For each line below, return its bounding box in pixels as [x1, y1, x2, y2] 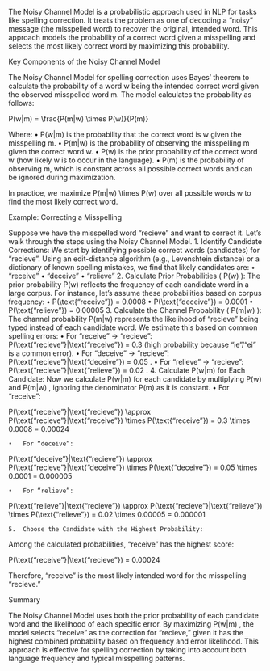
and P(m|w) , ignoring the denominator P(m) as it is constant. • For [8, 383, 230, 392]
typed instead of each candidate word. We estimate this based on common [8, 323, 258, 332]
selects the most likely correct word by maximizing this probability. [8, 41, 230, 51]
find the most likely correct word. [8, 197, 118, 206]
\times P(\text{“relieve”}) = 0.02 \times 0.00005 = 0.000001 [8, 509, 206, 519]
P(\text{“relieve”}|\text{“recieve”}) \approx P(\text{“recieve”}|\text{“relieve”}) [8, 501, 263, 510]
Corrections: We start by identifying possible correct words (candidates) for [8, 246, 260, 255]
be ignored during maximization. [8, 173, 116, 182]
